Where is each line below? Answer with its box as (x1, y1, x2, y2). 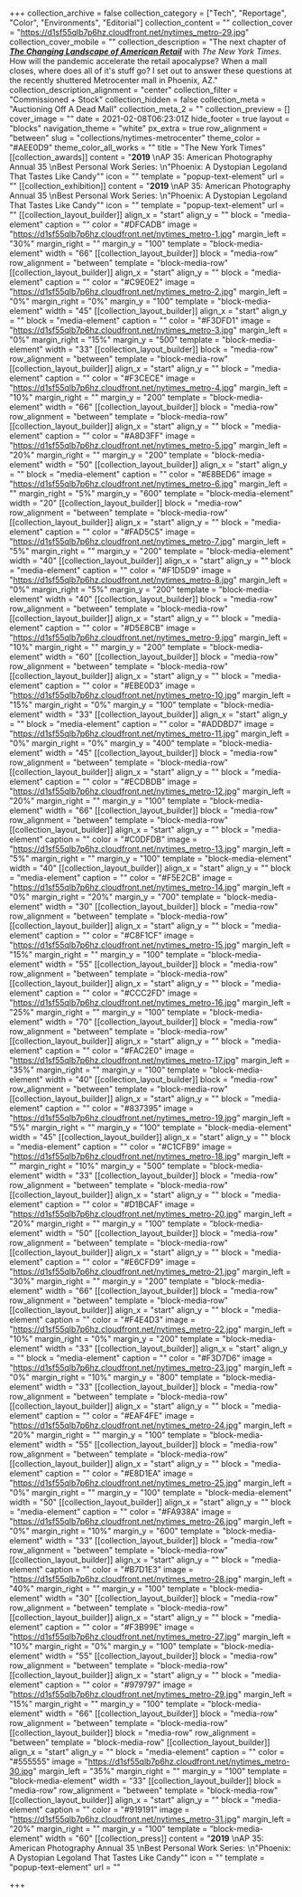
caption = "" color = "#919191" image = (44, 1804, 190, 1815)
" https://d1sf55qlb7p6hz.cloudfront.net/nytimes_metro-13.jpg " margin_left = (9, 844, 291, 854)
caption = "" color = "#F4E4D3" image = (44, 1315, 197, 1325)
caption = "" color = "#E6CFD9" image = (44, 1257, 197, 1267)
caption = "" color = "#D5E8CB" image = (44, 623, 197, 633)
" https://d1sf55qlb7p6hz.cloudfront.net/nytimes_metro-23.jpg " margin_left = (9, 1363, 293, 1373)
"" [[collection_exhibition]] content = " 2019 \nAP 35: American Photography (9, 181, 291, 191)
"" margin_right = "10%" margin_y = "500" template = (9, 1161, 208, 1171)
